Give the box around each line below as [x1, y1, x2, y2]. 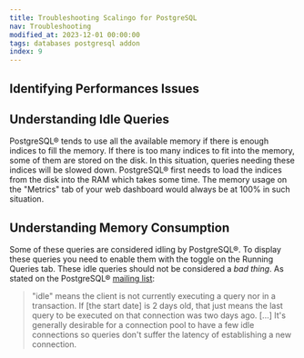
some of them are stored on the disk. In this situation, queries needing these [9, 155, 296, 166]
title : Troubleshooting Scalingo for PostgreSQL [9, 13, 198, 23]
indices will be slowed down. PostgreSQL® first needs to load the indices [9, 164, 282, 175]
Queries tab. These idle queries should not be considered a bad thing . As [9, 264, 284, 274]
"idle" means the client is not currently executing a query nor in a [31, 291, 276, 302]
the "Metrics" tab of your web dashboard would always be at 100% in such [9, 184, 290, 195]
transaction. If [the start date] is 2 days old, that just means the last [31, 301, 284, 312]
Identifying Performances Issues [9, 81, 200, 96]
